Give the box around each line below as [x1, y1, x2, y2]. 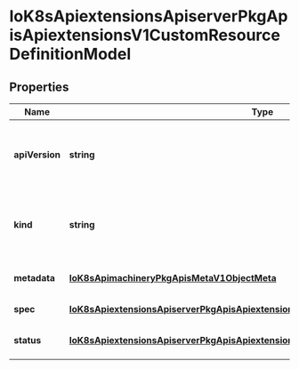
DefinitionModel [9, 44, 132, 64]
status [13, 334, 42, 346]
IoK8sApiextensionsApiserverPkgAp [9, 6, 288, 27]
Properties [9, 79, 69, 94]
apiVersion [13, 148, 61, 161]
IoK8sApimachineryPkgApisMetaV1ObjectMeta [69, 272, 277, 284]
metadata [13, 272, 55, 284]
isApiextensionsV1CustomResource [9, 25, 280, 45]
